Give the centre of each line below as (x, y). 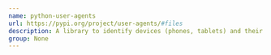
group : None (28, 38)
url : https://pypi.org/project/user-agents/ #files (96, 23)
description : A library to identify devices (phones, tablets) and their (136, 31)
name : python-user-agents (52, 16)
